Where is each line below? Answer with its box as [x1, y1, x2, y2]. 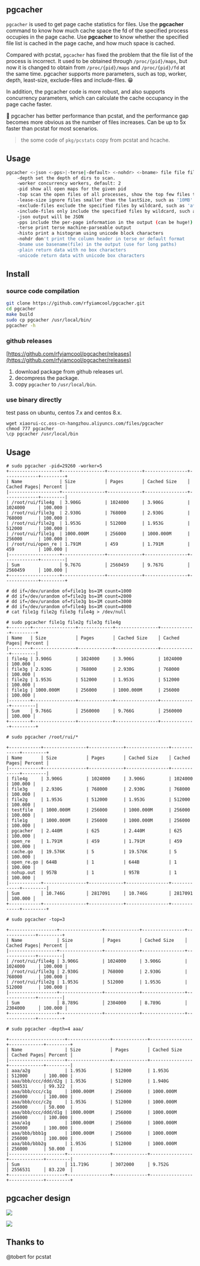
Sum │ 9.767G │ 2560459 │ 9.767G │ [11, 562, 190, 568]
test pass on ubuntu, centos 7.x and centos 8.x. [6, 409, 122, 416]
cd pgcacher [6, 306, 36, 312]
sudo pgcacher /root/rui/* [11, 734, 79, 741]
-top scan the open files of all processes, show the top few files [17, 192, 190, 198]
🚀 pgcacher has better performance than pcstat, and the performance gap [6, 112, 189, 119]
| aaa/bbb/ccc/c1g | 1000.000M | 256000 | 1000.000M [6, 1088, 177, 1095]
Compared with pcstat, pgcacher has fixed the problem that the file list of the [6, 51, 193, 58]
